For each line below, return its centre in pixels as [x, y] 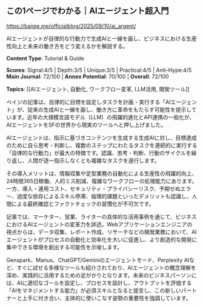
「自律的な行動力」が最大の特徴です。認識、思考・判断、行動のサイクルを [99, 153]
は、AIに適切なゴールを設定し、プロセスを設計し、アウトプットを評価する [99, 283]
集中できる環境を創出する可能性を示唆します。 [65, 247]
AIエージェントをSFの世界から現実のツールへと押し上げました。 [86, 125]
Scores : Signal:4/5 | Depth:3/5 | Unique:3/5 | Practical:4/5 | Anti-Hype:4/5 [99, 70]
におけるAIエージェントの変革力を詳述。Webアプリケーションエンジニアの [99, 224]
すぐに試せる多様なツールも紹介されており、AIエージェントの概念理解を [107, 267]
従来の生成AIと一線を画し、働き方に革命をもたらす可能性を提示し [109, 109]
